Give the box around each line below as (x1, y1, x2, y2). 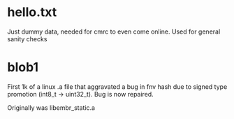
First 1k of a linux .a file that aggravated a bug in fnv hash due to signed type (7, 82, 228, 91)
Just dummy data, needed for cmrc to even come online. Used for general (7, 27, 221, 36)
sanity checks (7, 34, 47, 43)
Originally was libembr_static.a (7, 103, 96, 112)
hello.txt (7, 4, 57, 20)
